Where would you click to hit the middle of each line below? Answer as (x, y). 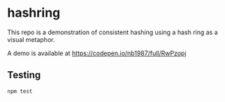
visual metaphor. (31, 39)
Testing (24, 75)
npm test (20, 91)
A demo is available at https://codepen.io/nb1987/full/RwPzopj (97, 53)
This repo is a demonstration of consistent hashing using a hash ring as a (112, 32)
